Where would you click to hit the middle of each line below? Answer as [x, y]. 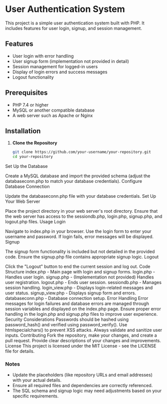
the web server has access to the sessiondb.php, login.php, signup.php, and [84, 216]
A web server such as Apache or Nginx [53, 115]
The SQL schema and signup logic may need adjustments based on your [87, 391]
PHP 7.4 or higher [30, 105]
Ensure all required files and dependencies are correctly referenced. [83, 386]
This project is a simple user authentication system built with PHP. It [75, 23]
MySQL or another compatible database [53, 110]
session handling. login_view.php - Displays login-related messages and [79, 288]
